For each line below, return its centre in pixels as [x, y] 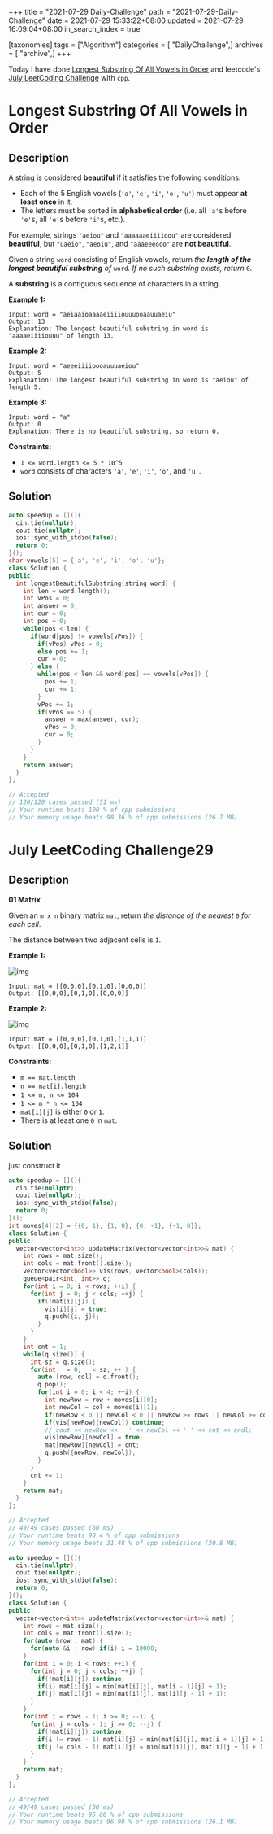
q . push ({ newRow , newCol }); [90, 1453]
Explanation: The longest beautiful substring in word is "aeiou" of [129, 380]
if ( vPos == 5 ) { [65, 712]
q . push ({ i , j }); [72, 1317]
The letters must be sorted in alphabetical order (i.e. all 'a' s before [133, 210]
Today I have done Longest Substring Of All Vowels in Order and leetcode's [134, 69]
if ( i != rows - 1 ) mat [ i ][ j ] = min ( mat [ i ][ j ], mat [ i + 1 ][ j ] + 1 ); [154, 1739]
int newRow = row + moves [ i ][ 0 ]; [101, 1400]
